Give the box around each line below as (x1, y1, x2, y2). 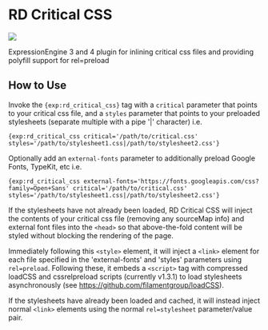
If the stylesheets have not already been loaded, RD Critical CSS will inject (8, 205, 254, 215)
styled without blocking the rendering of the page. (8, 230, 174, 241)
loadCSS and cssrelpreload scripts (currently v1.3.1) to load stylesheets (8, 272, 242, 281)
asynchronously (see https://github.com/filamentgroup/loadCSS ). (8, 280, 224, 289)
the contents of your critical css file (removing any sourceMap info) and (8, 213, 245, 223)
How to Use (8, 78, 67, 93)
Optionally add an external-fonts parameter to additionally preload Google (8, 153, 256, 163)
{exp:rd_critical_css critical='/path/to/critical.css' (8, 132, 198, 141)
